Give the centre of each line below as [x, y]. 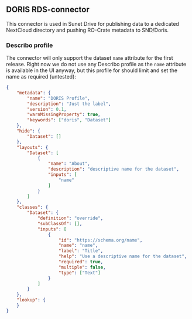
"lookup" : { [31, 300]
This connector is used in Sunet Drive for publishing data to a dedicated [93, 23]
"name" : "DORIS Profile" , [59, 98]
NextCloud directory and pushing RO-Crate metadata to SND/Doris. [87, 30]
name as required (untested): [41, 77]
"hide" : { [29, 131]
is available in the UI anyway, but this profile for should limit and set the [92, 70]
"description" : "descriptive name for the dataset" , [114, 169]
